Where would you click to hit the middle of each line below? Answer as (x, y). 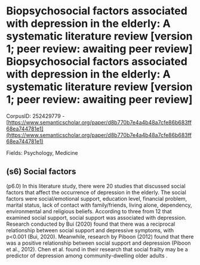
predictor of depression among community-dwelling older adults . (87, 255)
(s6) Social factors (41, 172)
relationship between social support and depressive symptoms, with (90, 230)
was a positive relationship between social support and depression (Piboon (99, 243)
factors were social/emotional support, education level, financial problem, (97, 198)
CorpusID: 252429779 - (36, 116)
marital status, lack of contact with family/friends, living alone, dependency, (99, 205)
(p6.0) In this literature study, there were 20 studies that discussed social (96, 186)
